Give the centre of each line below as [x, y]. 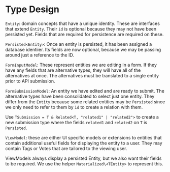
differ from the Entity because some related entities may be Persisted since [85, 102]
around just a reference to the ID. [40, 55]
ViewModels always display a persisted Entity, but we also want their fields [83, 158]
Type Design [32, 9]
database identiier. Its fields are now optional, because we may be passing [83, 49]
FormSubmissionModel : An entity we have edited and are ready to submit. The [85, 91]
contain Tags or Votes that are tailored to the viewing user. [66, 148]
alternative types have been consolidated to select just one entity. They [80, 96]
